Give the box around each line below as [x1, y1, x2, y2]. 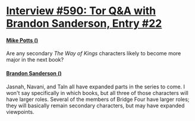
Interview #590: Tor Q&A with [6, 4, 156, 18]
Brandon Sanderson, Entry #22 [6, 17, 162, 30]
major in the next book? [6, 56, 64, 63]
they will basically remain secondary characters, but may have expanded [6, 102, 185, 109]
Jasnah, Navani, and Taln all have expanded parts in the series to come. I [6, 83, 185, 90]
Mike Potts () [6, 37, 39, 44]
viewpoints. [6, 108, 34, 115]
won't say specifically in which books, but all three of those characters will [6, 89, 188, 96]
